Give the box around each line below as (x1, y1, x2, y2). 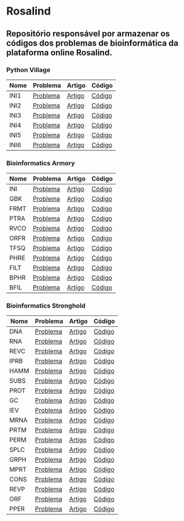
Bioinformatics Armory (6, 159, 76, 167)
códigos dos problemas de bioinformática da (6, 38, 179, 48)
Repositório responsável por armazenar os (6, 29, 171, 39)
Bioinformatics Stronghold (6, 301, 86, 310)
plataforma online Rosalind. (6, 47, 113, 58)
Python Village (6, 66, 51, 74)
